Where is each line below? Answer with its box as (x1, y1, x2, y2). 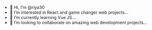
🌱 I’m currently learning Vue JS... (9, 15, 76, 20)
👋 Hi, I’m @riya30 (9, 5, 45, 10)
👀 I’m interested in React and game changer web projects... (9, 10, 129, 15)
